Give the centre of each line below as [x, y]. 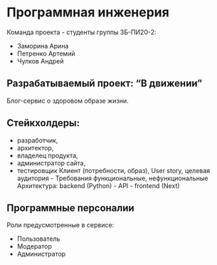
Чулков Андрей [40, 61]
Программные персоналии [70, 208]
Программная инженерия [88, 12]
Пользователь [38, 239]
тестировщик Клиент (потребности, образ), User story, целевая [113, 170]
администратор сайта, [51, 163]
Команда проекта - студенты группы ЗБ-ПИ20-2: [81, 32]
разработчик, [37, 140]
